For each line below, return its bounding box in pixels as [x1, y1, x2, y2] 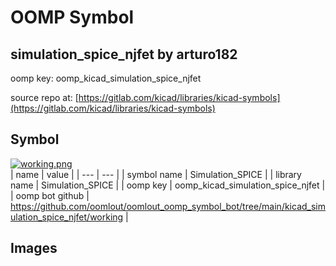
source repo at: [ [10, 92, 79, 103]
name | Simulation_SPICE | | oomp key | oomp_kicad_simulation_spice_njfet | [10, 179, 326, 191]
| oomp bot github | [10, 189, 90, 201]
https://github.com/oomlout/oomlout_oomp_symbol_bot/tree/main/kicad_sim [10, 200, 326, 212]
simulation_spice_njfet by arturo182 [10, 46, 238, 63]
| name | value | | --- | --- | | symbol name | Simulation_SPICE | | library [10, 168, 302, 180]
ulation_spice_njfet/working [10, 211, 124, 223]
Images [10, 240, 58, 257]
